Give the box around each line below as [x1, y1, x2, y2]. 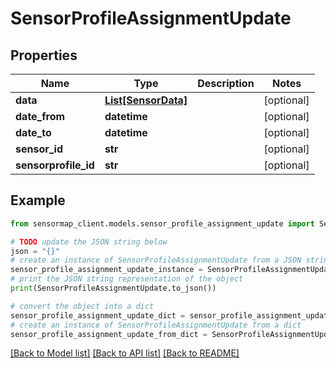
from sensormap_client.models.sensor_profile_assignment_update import [10, 218, 315, 229]
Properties [10, 47, 78, 64]
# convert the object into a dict [10, 301, 155, 311]
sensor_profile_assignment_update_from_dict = [10, 329, 208, 339]
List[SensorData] [104, 93, 188, 107]
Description [197, 77, 255, 90]
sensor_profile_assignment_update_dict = [10, 310, 186, 321]
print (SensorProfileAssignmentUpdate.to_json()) [10, 283, 217, 294]
